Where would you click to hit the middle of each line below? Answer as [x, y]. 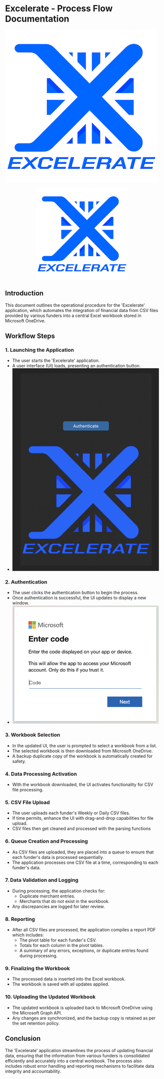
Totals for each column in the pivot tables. [61, 945]
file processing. [28, 789]
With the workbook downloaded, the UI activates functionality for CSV [83, 784]
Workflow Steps [30, 336]
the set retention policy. [36, 1023]
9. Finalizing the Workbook [38, 968]
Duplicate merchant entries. [47, 896]
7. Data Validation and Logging [42, 880]
